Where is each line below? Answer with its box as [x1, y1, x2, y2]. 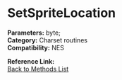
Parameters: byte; [7, 28, 61, 37]
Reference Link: [7, 57, 55, 65]
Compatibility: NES [7, 43, 65, 52]
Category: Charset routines [7, 35, 88, 44]
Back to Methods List [7, 64, 69, 73]
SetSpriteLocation [7, 5, 116, 21]
